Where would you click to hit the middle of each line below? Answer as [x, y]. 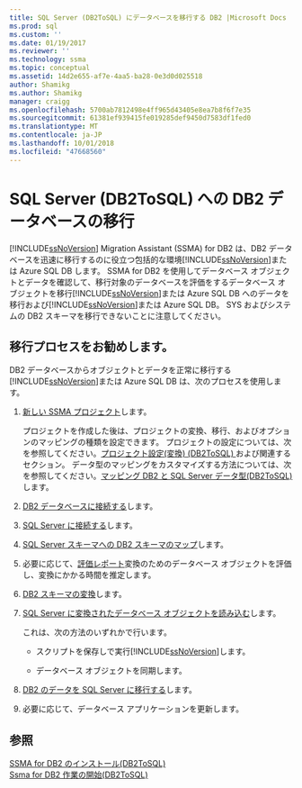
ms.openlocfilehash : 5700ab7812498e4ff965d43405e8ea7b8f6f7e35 [130, 110]
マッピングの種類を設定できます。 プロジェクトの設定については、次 [165, 442]
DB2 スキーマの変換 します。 [75, 594]
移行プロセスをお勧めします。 [91, 346]
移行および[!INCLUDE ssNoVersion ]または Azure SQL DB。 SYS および [138, 304]
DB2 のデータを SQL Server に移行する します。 [110, 690]
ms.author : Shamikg [46, 93]
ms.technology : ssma [48, 59]
